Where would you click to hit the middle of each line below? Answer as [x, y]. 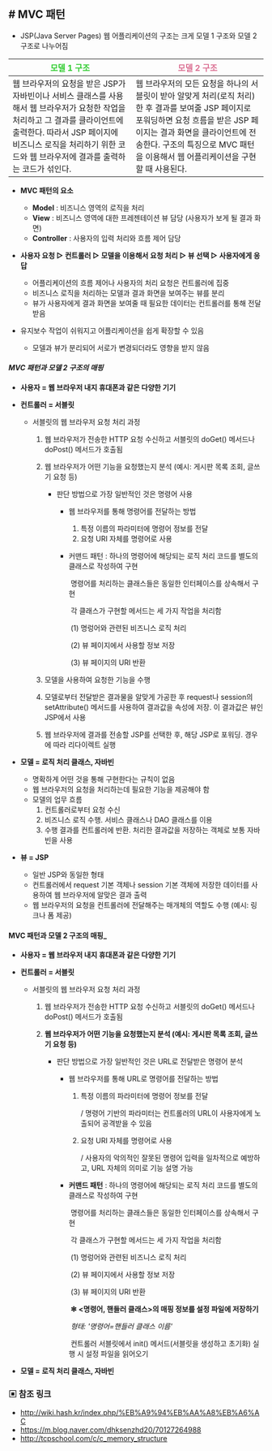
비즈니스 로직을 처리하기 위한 [64, 145]
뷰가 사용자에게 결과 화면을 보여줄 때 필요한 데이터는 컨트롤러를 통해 [139, 303]
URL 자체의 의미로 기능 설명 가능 [142, 1168]
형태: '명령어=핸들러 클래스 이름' [121, 1327]
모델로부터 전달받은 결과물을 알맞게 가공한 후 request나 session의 [149, 697]
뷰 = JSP [34, 857]
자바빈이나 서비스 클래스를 [59, 96]
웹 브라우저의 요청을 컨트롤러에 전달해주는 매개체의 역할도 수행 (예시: [140, 905]
